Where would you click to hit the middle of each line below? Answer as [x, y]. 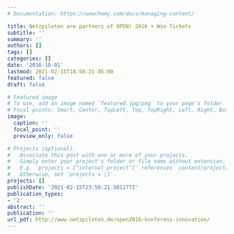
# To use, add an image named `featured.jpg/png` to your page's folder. [117, 104]
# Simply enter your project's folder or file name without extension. [117, 162]
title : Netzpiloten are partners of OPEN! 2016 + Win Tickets [99, 26]
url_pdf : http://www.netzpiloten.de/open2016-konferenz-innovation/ [109, 220]
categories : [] [29, 59]
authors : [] [24, 46]
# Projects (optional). [42, 148]
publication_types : [36, 194]
